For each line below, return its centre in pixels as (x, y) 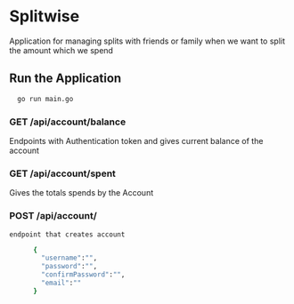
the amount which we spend (61, 50)
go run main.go (45, 99)
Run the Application (65, 79)
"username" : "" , (69, 258)
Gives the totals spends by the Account (82, 193)
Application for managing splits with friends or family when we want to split (147, 41)
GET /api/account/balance (68, 122)
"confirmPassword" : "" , (83, 275)
